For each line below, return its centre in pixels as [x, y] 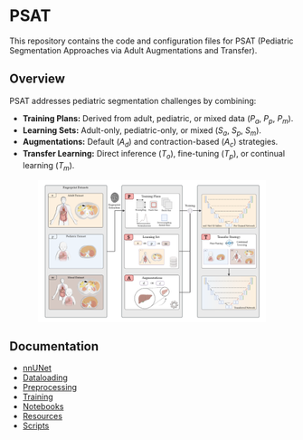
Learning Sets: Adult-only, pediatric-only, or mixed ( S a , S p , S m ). [142, 131]
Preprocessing [50, 387]
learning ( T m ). [48, 166]
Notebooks [43, 407]
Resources [43, 416]
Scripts [36, 426]
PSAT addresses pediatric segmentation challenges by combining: [133, 100]
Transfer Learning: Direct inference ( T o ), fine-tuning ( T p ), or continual [154, 155]
